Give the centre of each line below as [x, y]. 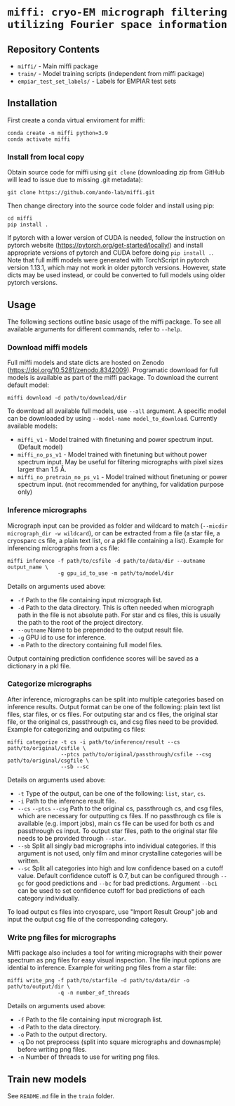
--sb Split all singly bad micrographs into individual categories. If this [117, 846]
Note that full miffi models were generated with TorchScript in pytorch [108, 260]
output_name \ [28, 567]
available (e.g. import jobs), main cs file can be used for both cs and [116, 823]
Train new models [47, 1079]
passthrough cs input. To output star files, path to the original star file [117, 831]
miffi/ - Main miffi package [58, 66]
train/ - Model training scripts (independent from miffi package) [111, 74]
